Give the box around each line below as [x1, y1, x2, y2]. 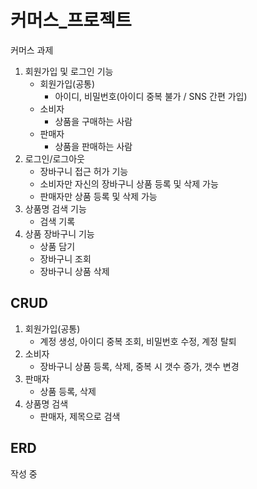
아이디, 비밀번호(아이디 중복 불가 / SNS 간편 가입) [54, 90, 248, 102]
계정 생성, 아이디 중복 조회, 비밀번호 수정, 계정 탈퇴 [39, 335, 237, 347]
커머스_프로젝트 [10, 9, 132, 32]
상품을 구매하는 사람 [54, 115, 133, 127]
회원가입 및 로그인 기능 [24, 65, 114, 77]
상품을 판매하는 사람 [54, 140, 133, 152]
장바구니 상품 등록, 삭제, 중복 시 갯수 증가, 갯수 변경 [39, 360, 240, 372]
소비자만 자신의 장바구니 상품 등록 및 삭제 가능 [39, 177, 219, 190]
